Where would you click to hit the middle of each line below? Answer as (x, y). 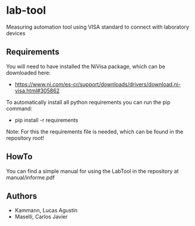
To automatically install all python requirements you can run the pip (88, 102)
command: (19, 109)
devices (16, 33)
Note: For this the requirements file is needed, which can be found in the (95, 131)
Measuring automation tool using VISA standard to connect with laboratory (97, 27)
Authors (22, 196)
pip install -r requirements (46, 120)
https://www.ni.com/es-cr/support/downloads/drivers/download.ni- (98, 84)
